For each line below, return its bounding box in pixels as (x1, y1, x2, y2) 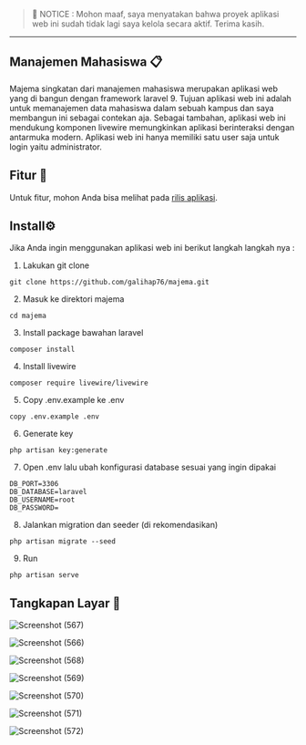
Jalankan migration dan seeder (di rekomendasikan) (22, 520, 219, 531)
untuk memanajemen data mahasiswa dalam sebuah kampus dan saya (9, 102, 275, 113)
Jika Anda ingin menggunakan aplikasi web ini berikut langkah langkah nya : (9, 243, 295, 254)
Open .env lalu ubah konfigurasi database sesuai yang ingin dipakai (22, 461, 276, 473)
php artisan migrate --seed (9, 537, 117, 546)
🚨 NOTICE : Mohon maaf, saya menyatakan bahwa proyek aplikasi (31, 9, 280, 19)
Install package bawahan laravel (22, 327, 144, 338)
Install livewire (22, 361, 76, 372)
